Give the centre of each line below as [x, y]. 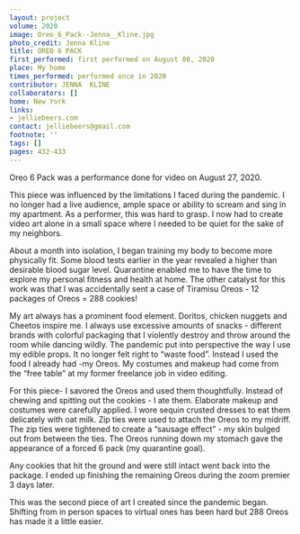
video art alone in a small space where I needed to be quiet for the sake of [147, 223]
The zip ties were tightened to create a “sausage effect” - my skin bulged [145, 429]
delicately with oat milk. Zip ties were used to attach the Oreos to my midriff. [150, 419]
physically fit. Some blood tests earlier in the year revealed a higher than [143, 260]
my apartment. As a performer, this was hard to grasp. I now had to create [146, 213]
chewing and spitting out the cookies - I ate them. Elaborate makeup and [144, 400]
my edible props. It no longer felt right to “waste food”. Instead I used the [144, 354]
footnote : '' [34, 135]
